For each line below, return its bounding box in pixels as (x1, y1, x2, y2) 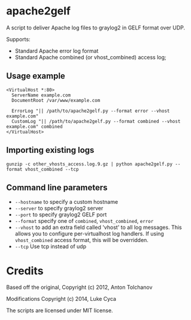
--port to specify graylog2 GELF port (14, 211, 107, 218)
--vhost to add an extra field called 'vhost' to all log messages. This (14, 224, 182, 231)
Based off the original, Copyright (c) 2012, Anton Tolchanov (6, 283, 153, 291)
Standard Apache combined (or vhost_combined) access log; (14, 53, 166, 61)
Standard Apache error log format (14, 47, 99, 55)
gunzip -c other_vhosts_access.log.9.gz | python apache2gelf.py (6, 161, 172, 167)
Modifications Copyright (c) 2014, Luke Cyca (6, 295, 117, 303)
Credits (6, 264, 44, 277)
